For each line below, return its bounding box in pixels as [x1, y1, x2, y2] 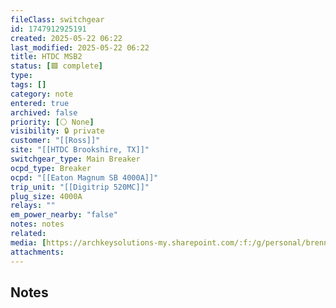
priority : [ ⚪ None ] [10, 117, 95, 127]
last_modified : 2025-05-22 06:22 [10, 42, 150, 53]
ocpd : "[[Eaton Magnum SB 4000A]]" [10, 172, 159, 183]
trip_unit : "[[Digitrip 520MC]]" [10, 182, 150, 192]
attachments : [10, 247, 65, 257]
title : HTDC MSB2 [10, 52, 83, 62]
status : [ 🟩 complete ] [10, 61, 103, 71]
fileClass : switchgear [10, 14, 105, 25]
